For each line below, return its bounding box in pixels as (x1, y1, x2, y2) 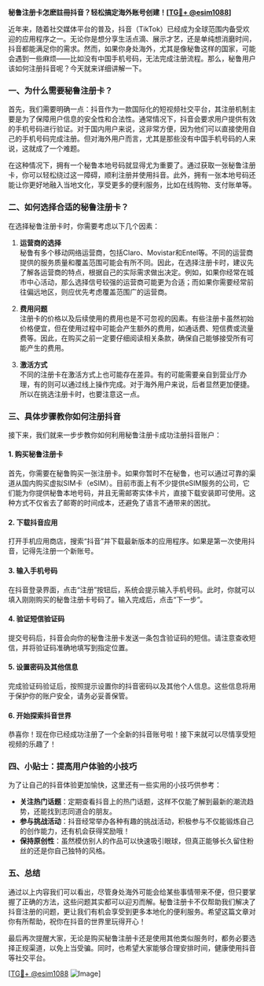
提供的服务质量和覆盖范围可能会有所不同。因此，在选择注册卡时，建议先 (19, 257, 254, 267)
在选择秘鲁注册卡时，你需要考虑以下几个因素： (8, 221, 159, 230)
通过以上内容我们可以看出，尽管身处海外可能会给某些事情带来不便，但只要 (8, 887, 249, 896)
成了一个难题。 (35, 144, 84, 153)
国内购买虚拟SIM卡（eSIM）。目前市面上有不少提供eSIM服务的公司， (21, 479, 244, 488)
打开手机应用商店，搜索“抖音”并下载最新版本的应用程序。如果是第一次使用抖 (8, 536, 255, 546)
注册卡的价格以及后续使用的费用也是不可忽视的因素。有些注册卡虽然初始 (19, 314, 254, 323)
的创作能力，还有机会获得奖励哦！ (19, 826, 130, 836)
